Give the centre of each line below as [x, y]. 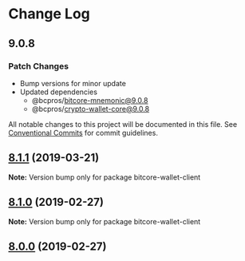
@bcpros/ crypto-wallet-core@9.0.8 [91, 109]
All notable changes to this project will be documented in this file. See [123, 124]
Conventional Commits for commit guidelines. [83, 132]
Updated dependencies [59, 92]
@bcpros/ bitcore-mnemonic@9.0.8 [90, 100]
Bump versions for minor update [73, 83]
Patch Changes [39, 66]
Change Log [49, 14]
